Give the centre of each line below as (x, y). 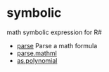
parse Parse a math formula (57, 45)
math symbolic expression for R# (54, 32)
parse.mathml (37, 53)
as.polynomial (37, 60)
